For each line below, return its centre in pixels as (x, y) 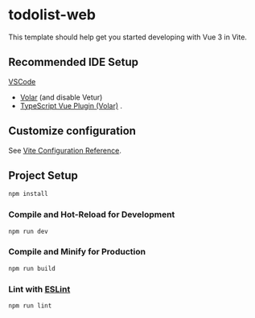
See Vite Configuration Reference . (65, 150)
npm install (28, 194)
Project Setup (43, 175)
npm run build (32, 268)
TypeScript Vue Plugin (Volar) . (71, 105)
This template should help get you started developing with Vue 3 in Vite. (128, 37)
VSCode (22, 81)
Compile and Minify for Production (77, 252)
